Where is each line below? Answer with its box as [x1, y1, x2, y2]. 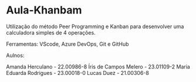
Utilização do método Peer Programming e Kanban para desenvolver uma [6, 23, 184, 30]
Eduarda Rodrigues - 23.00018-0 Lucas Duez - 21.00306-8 [6, 69, 150, 76]
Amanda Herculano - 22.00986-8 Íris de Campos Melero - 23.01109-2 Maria [6, 63, 191, 70]
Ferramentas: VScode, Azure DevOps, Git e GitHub [6, 40, 129, 47]
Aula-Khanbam [6, 4, 82, 17]
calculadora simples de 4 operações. [6, 29, 96, 36]
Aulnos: [6, 52, 25, 59]
